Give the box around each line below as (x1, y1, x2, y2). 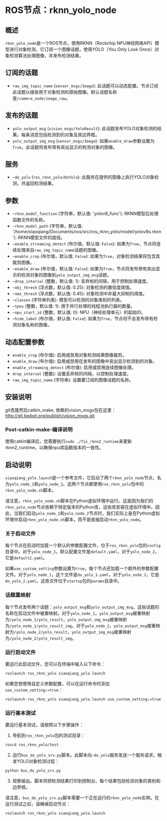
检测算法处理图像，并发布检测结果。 (9, 53, 83, 58)
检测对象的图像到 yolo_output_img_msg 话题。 (21, 272, 112, 278)
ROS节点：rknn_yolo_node (5, 4, 117, 16)
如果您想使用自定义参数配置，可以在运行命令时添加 (5, 680, 110, 686)
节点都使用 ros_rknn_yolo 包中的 (80, 481, 144, 487)
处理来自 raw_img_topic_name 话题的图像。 (16, 247, 101, 253)
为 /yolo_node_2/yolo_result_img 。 (5, 635, 77, 641)
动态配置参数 (5, 337, 45, 346)
